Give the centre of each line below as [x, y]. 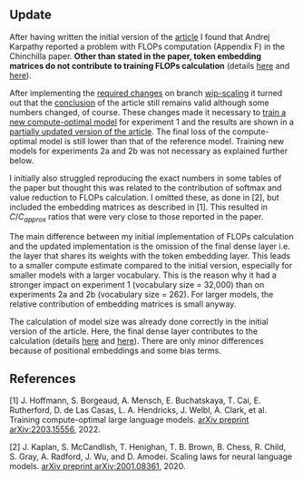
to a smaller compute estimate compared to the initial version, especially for [151, 265]
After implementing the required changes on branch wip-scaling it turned [146, 93]
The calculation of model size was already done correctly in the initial [139, 321]
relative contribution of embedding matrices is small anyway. [123, 304]
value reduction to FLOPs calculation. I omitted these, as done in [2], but [144, 197]
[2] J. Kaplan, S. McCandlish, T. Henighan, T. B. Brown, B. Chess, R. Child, [148, 447]
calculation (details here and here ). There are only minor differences [137, 340]
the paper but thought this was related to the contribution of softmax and [146, 187]
